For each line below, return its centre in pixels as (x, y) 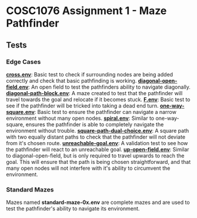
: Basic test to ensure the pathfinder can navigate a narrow (105, 112)
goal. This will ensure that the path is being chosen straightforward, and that (98, 162)
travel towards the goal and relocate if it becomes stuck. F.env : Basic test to (98, 99)
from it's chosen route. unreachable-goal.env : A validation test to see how (97, 143)
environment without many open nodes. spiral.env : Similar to (80, 118)
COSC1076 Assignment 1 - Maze (86, 11)
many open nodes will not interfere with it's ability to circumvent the (88, 168)
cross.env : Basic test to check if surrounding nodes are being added (90, 74)
